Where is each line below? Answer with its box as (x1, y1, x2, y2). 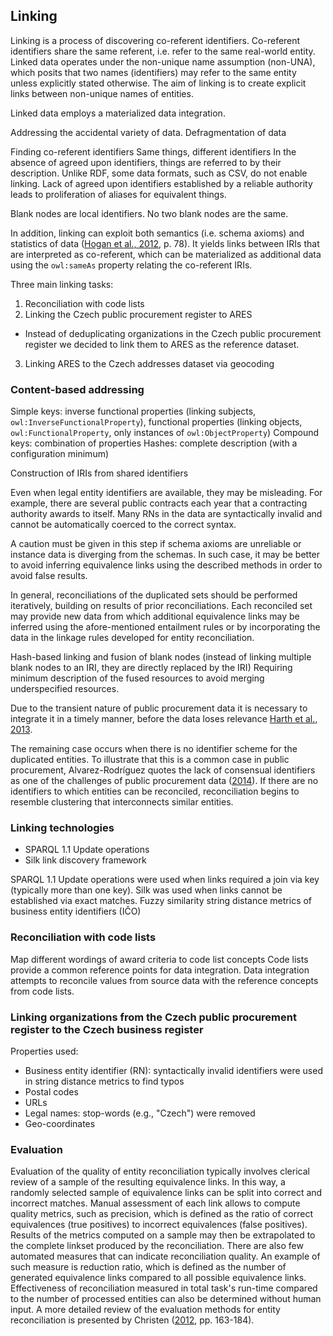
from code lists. (10, 985, 75, 997)
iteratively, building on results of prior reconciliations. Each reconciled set (10, 600, 313, 612)
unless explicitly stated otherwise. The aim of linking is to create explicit (10, 77, 307, 89)
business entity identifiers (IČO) (10, 905, 142, 918)
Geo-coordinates (24, 1118, 96, 1129)
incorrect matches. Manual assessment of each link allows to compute (10, 1197, 301, 1209)
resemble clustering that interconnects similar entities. (10, 796, 234, 808)
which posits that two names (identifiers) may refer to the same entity (10, 66, 297, 78)
